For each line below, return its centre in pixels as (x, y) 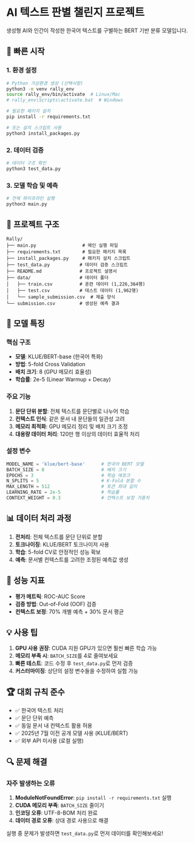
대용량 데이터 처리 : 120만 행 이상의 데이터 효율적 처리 (77, 434)
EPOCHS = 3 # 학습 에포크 (68, 475)
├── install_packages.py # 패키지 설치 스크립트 (69, 258)
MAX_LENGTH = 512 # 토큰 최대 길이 (72, 486)
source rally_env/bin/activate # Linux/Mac (63, 95)
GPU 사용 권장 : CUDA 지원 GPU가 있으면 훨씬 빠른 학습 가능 (86, 648)
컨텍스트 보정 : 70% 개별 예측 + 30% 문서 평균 (69, 612)
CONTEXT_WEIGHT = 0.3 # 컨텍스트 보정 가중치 (78, 498)
